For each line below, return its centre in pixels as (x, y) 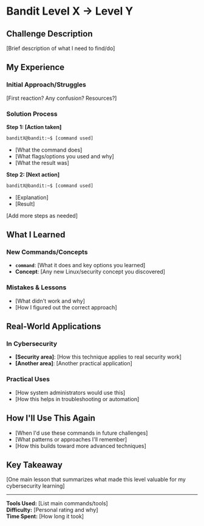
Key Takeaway (34, 465)
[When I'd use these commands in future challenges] (81, 433)
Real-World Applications (54, 327)
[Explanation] (32, 197)
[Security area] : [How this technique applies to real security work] (98, 357)
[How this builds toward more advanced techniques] (81, 446)
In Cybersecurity (32, 344)
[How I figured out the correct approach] (66, 307)
